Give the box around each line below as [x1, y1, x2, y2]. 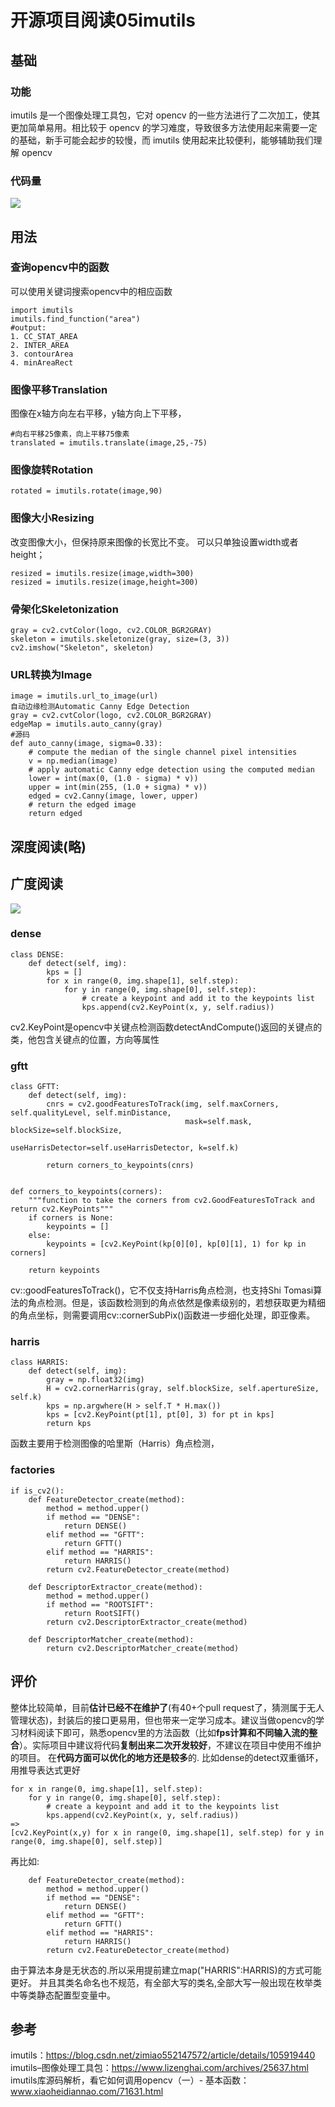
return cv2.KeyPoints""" [10, 1204, 114, 1215]
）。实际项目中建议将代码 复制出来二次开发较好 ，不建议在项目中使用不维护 [19, 1739, 322, 1751]
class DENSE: [10, 949, 65, 960]
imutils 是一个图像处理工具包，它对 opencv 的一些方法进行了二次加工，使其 [10, 109, 321, 121]
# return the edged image [28, 800, 137, 810]
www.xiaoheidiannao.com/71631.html [10, 2086, 164, 2098]
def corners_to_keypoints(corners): [10, 1187, 163, 1197]
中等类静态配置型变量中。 [10, 1989, 116, 2001]
